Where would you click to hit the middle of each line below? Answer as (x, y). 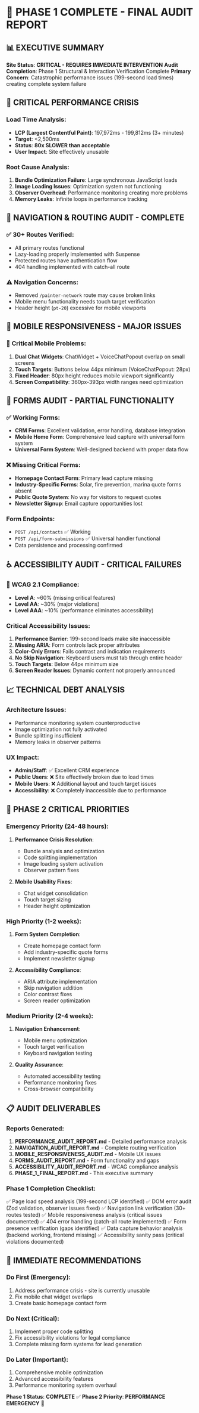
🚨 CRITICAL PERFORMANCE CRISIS (72, 103)
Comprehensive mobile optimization (59, 1372)
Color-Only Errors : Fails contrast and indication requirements (90, 651)
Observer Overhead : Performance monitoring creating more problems (101, 193)
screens (25, 362)
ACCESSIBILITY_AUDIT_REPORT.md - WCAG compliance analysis (97, 1166)
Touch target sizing (47, 899)
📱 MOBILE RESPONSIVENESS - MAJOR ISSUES (94, 326)
